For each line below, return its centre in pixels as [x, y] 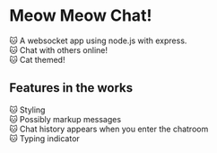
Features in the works [71, 88]
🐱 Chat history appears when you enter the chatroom [109, 129]
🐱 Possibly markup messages [65, 119]
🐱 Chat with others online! [58, 49]
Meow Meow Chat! [81, 16]
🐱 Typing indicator [45, 138]
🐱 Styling [27, 110]
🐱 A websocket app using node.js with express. [98, 40]
